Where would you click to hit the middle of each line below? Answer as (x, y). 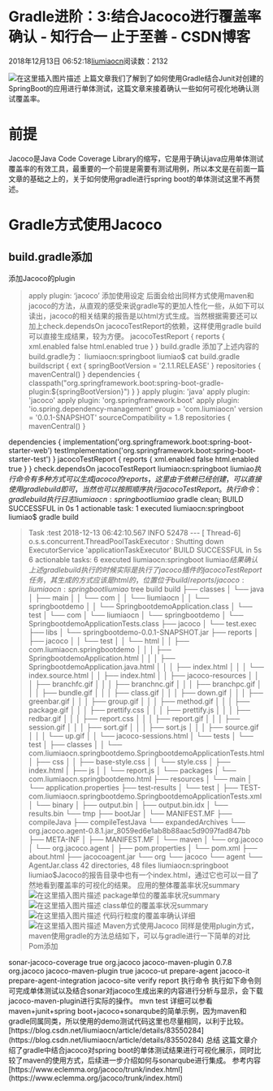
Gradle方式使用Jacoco (85, 225)
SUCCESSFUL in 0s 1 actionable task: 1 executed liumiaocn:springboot (126, 508)
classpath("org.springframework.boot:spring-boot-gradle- (126, 383)
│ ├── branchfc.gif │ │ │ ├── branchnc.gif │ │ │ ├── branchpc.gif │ (145, 684)
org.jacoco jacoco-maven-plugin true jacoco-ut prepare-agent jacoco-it (129, 971)
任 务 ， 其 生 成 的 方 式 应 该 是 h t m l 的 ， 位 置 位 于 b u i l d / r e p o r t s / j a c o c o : (136, 580)
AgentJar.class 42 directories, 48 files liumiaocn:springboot (128, 865)
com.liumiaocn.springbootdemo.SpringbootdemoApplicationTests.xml (145, 796)
